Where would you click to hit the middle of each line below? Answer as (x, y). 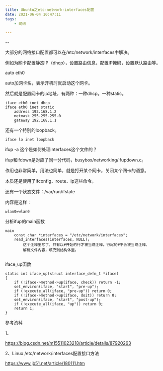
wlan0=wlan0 (17, 212)
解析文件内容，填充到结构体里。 (51, 250)
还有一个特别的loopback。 (32, 130)
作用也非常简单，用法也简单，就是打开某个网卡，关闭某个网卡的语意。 (77, 171)
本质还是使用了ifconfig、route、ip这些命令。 (51, 181)
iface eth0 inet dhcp (28, 103)
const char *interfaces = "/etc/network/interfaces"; (71, 235)
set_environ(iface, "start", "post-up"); (57, 300)
